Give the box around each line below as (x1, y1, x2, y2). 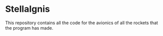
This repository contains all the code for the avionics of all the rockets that (5, 20, 158, 26)
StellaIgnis (5, 3, 50, 15)
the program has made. (5, 25, 53, 31)
